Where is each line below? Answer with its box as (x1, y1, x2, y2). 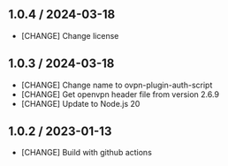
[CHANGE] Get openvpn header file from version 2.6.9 (20, 88, 220, 100)
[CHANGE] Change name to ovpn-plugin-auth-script (20, 79, 213, 90)
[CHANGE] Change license (20, 30, 119, 41)
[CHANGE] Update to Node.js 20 (20, 98, 141, 109)
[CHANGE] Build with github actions (20, 147, 152, 158)
